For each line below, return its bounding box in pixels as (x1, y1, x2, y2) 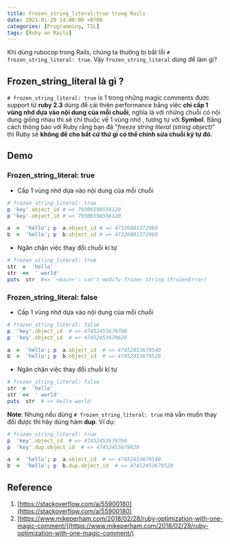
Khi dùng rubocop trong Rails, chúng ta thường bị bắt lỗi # (7, 48, 170, 56)
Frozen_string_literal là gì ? (7, 75, 124, 87)
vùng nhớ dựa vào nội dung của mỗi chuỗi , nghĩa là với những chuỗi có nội (7, 108, 221, 117)
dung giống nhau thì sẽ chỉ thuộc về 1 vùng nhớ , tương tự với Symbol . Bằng (7, 116, 222, 124)
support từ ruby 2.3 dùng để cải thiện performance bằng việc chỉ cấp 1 (7, 101, 209, 109)
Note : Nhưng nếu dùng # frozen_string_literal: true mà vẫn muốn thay (7, 410, 218, 418)
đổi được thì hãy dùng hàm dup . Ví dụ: (7, 417, 115, 426)
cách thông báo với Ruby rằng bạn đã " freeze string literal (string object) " (7, 123, 216, 131)
